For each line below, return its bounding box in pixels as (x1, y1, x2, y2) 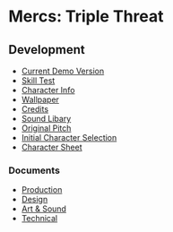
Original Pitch (21, 123, 72, 133)
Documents (8, 164, 60, 176)
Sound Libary (21, 114, 72, 124)
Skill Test (21, 75, 56, 86)
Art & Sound (21, 203, 66, 214)
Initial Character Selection (21, 133, 117, 142)
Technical (21, 213, 58, 224)
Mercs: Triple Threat (8, 6, 164, 27)
